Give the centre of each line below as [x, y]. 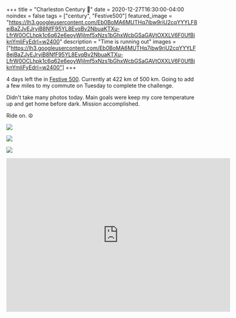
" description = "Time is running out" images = [118, 42]
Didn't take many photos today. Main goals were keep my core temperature [100, 97]
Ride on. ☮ [20, 116]
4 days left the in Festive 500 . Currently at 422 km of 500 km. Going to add [100, 79]
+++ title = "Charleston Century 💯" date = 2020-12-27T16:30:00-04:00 [95, 9]
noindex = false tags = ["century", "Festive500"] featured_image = [89, 16]
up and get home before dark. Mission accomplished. [73, 104]
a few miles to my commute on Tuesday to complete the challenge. [90, 86]
